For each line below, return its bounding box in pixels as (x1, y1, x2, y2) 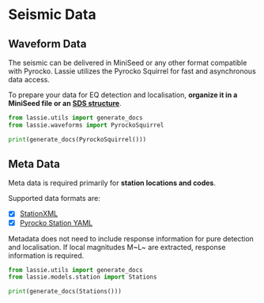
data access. (8, 75, 50, 84)
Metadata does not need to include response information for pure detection (8, 233, 255, 243)
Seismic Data (8, 6, 96, 24)
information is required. (8, 251, 85, 260)
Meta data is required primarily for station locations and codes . (8, 178, 216, 187)
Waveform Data (8, 37, 87, 51)
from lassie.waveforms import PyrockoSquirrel (8, 121, 164, 129)
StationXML (19, 209, 58, 218)
